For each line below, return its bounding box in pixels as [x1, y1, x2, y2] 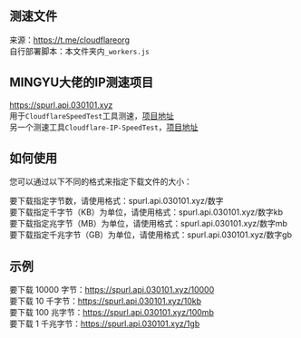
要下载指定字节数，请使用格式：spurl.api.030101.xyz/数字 [9, 196, 224, 207]
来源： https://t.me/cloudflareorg [9, 34, 130, 45]
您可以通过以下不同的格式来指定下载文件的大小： [9, 176, 192, 188]
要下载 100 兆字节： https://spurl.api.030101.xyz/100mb [9, 307, 215, 318]
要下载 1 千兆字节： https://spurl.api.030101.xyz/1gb [9, 318, 200, 329]
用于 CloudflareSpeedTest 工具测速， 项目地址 [9, 110, 175, 121]
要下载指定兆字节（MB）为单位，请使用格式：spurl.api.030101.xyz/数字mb [9, 218, 288, 229]
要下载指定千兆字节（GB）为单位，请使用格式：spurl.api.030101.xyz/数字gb [9, 229, 293, 240]
